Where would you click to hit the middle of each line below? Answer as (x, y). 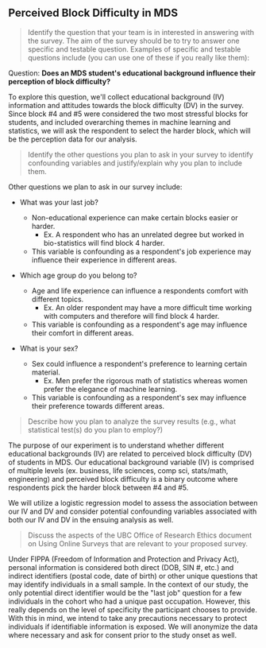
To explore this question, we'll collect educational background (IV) (116, 97)
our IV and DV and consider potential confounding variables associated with (133, 511)
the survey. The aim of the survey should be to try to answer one (133, 41)
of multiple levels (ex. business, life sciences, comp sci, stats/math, (118, 470)
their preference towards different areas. (98, 405)
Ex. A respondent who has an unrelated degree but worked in (144, 235)
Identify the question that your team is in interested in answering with (141, 32)
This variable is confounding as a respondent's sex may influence (139, 398)
